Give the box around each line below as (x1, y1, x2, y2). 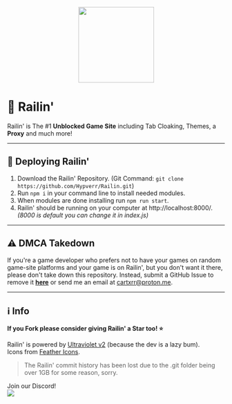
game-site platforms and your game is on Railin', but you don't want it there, (7, 263, 223, 271)
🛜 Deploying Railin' (7, 156, 90, 167)
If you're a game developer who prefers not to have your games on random (7, 256, 221, 264)
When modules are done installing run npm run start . (17, 196, 169, 204)
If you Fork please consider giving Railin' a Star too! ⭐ (7, 324, 164, 333)
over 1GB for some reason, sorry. (23, 369, 118, 377)
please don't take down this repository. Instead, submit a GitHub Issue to (7, 270, 214, 279)
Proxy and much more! (7, 129, 72, 138)
